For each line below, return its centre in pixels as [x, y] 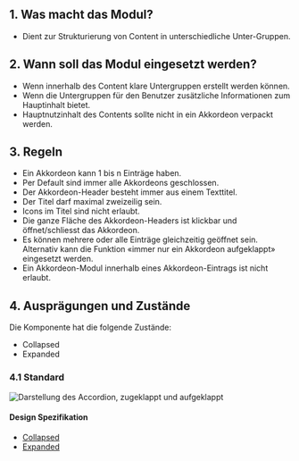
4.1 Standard [37, 377]
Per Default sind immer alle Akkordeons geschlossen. [120, 183]
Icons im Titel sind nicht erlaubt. [81, 211]
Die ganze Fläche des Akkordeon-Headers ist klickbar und [129, 221]
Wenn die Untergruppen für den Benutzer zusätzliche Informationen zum [156, 95]
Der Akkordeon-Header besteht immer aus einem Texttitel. [130, 192]
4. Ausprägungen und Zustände [100, 306]
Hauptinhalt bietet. [56, 105]
